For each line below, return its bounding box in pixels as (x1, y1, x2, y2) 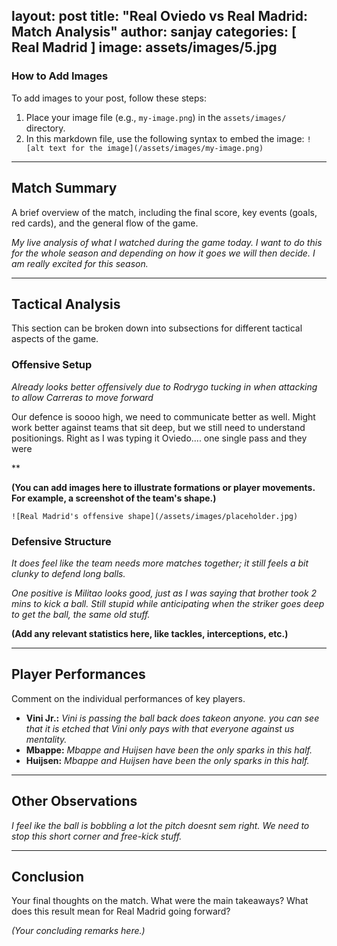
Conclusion (11, 868, 85, 885)
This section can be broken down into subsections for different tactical (11, 322, 303, 334)
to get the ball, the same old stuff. (11, 608, 151, 620)
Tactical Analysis (11, 295, 121, 313)
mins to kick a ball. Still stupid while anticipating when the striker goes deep (11, 597, 325, 609)
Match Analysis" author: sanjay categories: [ (11, 24, 297, 41)
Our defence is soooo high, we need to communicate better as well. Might (11, 410, 316, 423)
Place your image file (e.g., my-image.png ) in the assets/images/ (25, 111, 287, 123)
